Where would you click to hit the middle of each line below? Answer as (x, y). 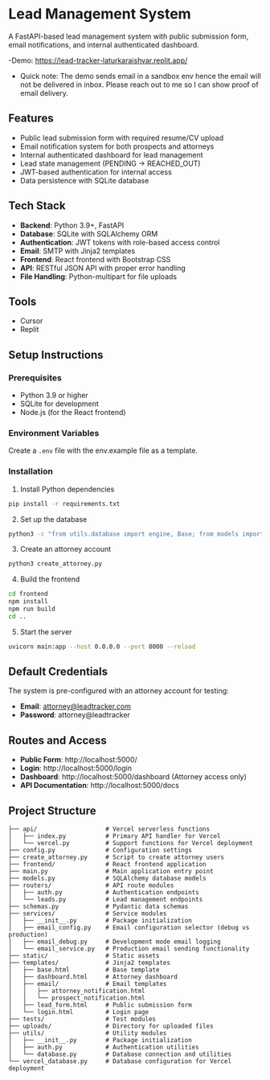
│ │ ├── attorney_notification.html (77, 991)
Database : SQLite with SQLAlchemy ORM (89, 233)
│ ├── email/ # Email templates (88, 984)
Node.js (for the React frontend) (73, 413)
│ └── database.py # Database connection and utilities (120, 1054)
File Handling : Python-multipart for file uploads (98, 276)
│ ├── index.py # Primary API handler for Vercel (115, 836)
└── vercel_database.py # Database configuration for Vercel (120, 1062)
